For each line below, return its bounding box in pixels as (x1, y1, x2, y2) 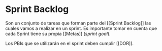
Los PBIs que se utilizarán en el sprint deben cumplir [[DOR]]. (5, 40, 134, 46)
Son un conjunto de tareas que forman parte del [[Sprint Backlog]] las (5, 20, 151, 26)
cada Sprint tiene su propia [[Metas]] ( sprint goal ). (5, 30, 111, 36)
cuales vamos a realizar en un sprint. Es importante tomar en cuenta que (5, 25, 157, 31)
